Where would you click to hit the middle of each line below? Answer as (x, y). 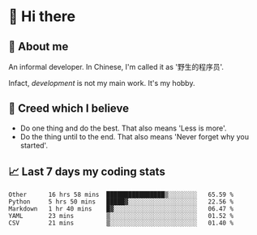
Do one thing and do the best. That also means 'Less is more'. (123, 128)
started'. (34, 145)
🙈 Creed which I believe (69, 109)
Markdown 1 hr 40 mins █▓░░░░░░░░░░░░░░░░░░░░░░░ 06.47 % (121, 209)
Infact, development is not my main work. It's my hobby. (102, 83)
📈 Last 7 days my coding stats (87, 172)
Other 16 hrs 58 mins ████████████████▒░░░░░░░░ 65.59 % (121, 194)
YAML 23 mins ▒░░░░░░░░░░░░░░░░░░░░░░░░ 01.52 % (121, 216)
